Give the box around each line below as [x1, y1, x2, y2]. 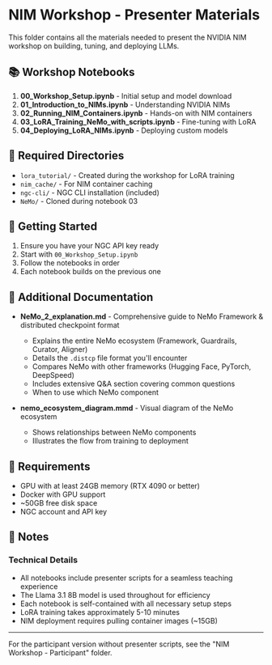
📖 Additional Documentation [8, 290, 154, 304]
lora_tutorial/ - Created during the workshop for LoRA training [19, 170, 235, 180]
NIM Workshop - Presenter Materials [8, 6, 261, 24]
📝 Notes [8, 530, 49, 544]
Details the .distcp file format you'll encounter [32, 354, 188, 363]
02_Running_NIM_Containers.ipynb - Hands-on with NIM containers [19, 108, 253, 118]
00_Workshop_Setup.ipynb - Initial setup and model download [19, 91, 232, 100]
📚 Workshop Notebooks [8, 66, 135, 79]
